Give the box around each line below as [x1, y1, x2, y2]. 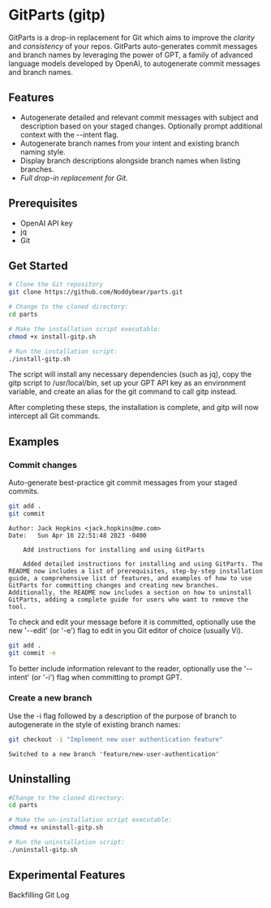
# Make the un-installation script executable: [8, 816, 173, 824]
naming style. [19, 146, 67, 156]
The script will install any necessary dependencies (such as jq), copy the [8, 369, 252, 379]
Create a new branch [8, 692, 92, 704]
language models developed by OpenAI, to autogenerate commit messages [8, 59, 261, 68]
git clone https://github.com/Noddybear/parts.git [8, 288, 183, 296]
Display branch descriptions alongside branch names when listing [19, 155, 241, 165]
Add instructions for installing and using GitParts [23, 545, 205, 554]
